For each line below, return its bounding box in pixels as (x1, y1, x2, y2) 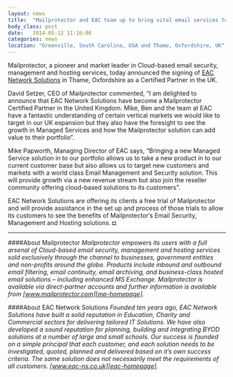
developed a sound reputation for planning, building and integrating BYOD (8, 325, 220, 333)
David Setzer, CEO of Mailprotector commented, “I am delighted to (8, 89, 197, 97)
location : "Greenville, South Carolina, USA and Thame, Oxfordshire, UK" (8, 42, 225, 49)
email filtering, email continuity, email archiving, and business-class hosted (8, 268, 223, 276)
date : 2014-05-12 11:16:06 (8, 29, 92, 37)
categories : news (8, 36, 58, 43)
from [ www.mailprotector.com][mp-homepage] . (8, 290, 145, 298)
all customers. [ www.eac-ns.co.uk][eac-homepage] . (8, 362, 158, 370)
